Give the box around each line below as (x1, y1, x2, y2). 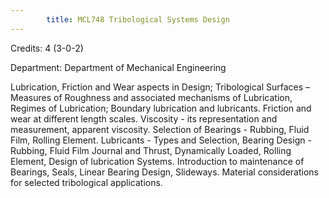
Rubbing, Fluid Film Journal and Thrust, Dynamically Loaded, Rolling (10, 144, 292, 156)
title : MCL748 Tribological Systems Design (46, 14, 230, 25)
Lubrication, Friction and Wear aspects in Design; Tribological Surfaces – (10, 81, 311, 93)
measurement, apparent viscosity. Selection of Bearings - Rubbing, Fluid (10, 123, 310, 135)
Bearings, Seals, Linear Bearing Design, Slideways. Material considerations (10, 166, 319, 178)
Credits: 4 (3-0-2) (10, 42, 84, 54)
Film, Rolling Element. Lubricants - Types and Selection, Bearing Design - (10, 134, 312, 146)
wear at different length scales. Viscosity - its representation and (10, 112, 278, 125)
